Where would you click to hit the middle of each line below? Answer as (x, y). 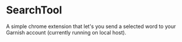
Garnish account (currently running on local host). (66, 32)
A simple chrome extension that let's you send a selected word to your (91, 26)
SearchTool (34, 10)
